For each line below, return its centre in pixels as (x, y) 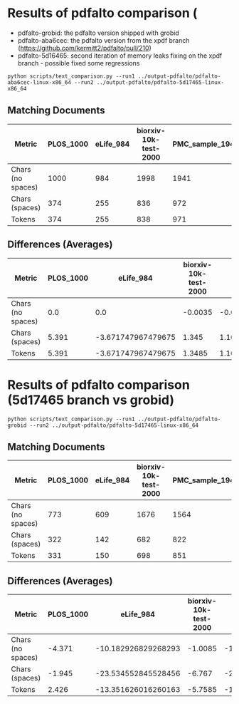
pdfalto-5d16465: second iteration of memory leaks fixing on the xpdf (120, 56)
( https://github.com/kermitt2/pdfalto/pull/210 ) (84, 48)
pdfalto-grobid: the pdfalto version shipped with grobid (98, 33)
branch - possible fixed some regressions (79, 63)
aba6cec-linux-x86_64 (39, 82)
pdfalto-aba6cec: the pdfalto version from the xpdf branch (103, 40)
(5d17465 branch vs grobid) (91, 400)
